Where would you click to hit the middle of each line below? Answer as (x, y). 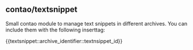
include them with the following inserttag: (55, 30)
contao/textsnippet (42, 10)
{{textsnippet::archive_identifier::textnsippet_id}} (64, 41)
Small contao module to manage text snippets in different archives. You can (96, 23)
